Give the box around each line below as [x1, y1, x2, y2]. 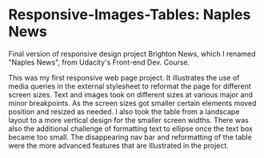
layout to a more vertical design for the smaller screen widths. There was [8, 115, 250, 124]
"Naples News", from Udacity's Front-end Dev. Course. [8, 57, 190, 67]
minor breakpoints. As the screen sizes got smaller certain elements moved [8, 98, 257, 108]
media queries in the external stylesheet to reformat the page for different [8, 81, 252, 91]
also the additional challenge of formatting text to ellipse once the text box [8, 124, 254, 133]
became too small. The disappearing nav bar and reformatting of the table [8, 132, 252, 141]
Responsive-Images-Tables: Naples [8, 6, 251, 24]
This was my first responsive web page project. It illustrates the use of [8, 73, 240, 82]
